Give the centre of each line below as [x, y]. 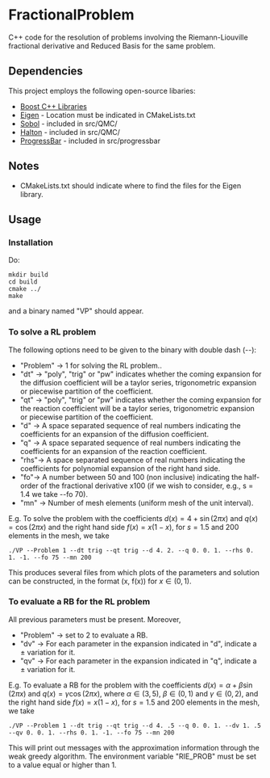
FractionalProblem [71, 15]
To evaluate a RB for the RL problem [79, 602]
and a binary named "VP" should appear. [76, 311]
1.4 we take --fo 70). [54, 494]
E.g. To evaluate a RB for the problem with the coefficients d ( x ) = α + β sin [131, 685]
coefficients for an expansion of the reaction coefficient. [113, 451]
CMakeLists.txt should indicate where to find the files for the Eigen [131, 185]
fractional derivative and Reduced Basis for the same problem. [112, 45]
